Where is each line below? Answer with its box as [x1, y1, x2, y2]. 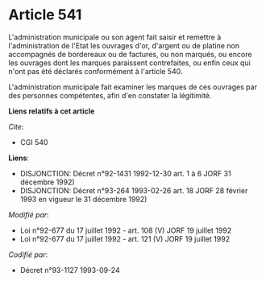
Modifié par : [8, 209, 50, 219]
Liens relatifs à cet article [8, 106, 95, 116]
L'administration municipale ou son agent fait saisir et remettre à [8, 32, 222, 42]
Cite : [8, 122, 24, 131]
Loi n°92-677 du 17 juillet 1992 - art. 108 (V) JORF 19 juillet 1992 [19, 225, 232, 235]
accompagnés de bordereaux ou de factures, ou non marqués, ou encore [8, 49, 252, 59]
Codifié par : [8, 250, 48, 259]
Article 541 [8, 6, 82, 24]
